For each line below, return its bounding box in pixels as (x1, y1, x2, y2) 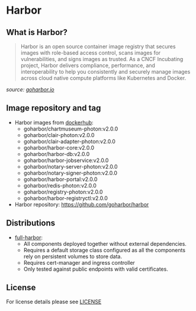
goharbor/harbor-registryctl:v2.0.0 (23, 194, 108, 202)
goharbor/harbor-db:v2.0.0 (23, 150, 90, 157)
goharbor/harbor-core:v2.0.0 (23, 144, 95, 151)
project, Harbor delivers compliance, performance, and (20, 62, 156, 69)
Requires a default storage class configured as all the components (23, 246, 185, 253)
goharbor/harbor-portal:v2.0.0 (23, 176, 98, 183)
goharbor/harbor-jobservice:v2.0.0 (23, 157, 109, 164)
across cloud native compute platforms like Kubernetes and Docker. (20, 75, 187, 81)
